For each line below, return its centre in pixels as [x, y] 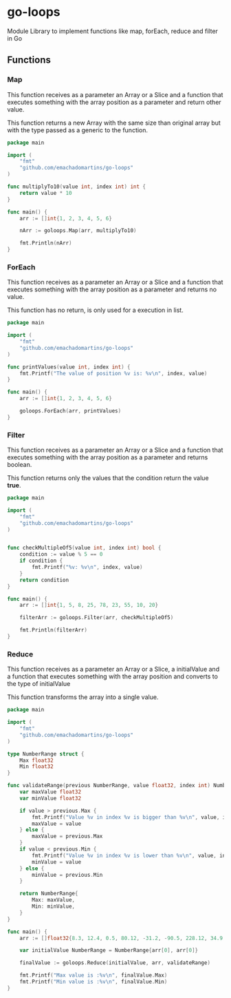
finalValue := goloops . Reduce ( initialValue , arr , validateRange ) [115, 963]
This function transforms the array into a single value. [83, 697]
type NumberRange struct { [46, 754]
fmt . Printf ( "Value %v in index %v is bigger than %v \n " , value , [126, 817]
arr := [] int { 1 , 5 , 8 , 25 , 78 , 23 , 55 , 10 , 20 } [89, 605]
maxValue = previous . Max [67, 836]
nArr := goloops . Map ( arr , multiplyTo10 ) [78, 231]
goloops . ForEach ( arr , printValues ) [70, 411]
